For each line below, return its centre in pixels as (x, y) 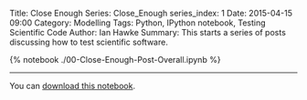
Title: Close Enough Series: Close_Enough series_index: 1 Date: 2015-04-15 (151, 13)
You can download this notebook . (72, 86)
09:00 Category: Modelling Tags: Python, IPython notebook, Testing (138, 23)
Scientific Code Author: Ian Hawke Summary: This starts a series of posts (148, 32)
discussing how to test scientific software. (89, 42)
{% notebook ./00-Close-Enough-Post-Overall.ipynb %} (115, 60)
